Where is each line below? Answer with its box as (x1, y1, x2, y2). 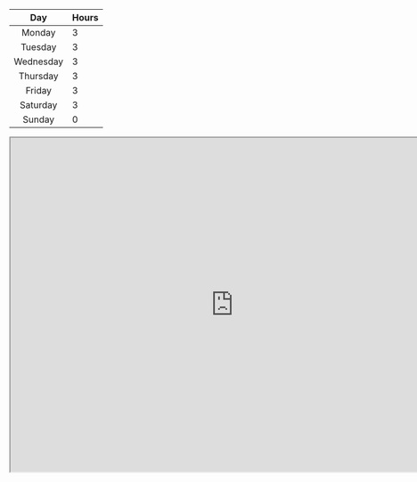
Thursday (18, 70, 60, 82)
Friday (25, 85, 52, 96)
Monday (20, 27, 56, 38)
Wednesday (13, 55, 64, 68)
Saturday (19, 99, 58, 110)
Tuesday (20, 41, 57, 53)
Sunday (22, 113, 55, 126)
